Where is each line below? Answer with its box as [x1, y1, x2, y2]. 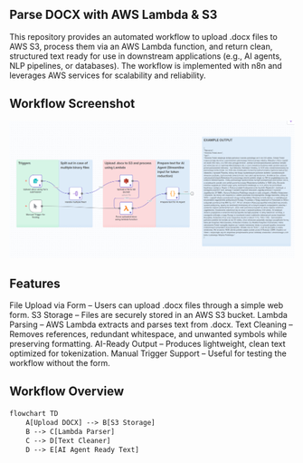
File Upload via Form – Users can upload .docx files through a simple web [9, 300, 284, 311]
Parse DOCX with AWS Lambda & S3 [9, 7, 218, 23]
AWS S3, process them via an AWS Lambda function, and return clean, [9, 41, 273, 52]
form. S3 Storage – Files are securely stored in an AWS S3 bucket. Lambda [9, 310, 288, 321]
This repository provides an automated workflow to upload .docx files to [9, 31, 278, 42]
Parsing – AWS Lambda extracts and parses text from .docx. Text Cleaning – [9, 319, 294, 330]
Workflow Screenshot [9, 96, 136, 111]
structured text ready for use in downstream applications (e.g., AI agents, [9, 50, 282, 62]
